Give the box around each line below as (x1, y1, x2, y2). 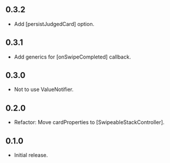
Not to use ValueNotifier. (14, 86, 74, 93)
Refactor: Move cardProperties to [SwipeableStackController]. (14, 119, 165, 126)
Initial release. (14, 152, 48, 159)
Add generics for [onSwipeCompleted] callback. (14, 53, 131, 60)
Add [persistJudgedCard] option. (14, 20, 95, 27)
